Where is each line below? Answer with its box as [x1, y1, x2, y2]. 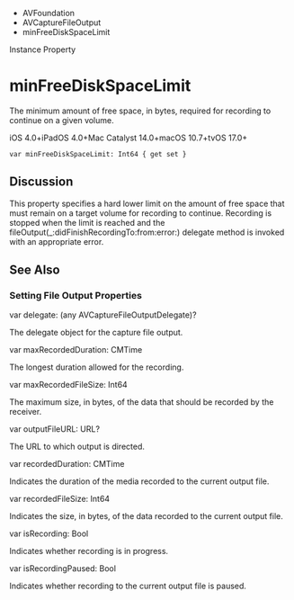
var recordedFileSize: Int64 [9, 494, 111, 505]
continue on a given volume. [9, 114, 114, 125]
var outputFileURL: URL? [9, 424, 101, 434]
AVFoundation [22, 8, 75, 18]
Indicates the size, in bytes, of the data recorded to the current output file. [9, 511, 283, 522]
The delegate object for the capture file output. [9, 327, 183, 338]
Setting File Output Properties [9, 290, 142, 302]
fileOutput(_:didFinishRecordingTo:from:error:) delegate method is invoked [9, 227, 285, 237]
